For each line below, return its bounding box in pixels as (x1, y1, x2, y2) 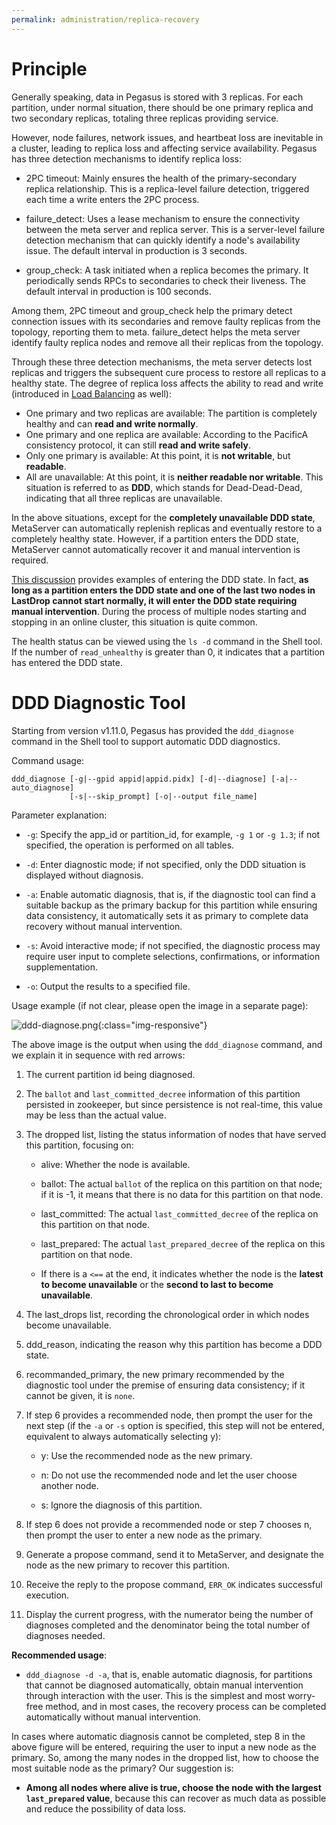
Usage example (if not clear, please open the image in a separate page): (11, 999, 309, 1011)
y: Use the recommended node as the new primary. (40, 1449, 253, 1461)
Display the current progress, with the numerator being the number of (25, 1608, 314, 1620)
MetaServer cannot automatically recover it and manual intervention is (11, 543, 301, 555)
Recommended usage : (11, 1649, 108, 1661)
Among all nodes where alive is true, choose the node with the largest (25, 1781, 322, 1793)
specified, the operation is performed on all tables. (25, 839, 235, 851)
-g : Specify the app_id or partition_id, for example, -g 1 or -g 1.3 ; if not (25, 828, 321, 840)
